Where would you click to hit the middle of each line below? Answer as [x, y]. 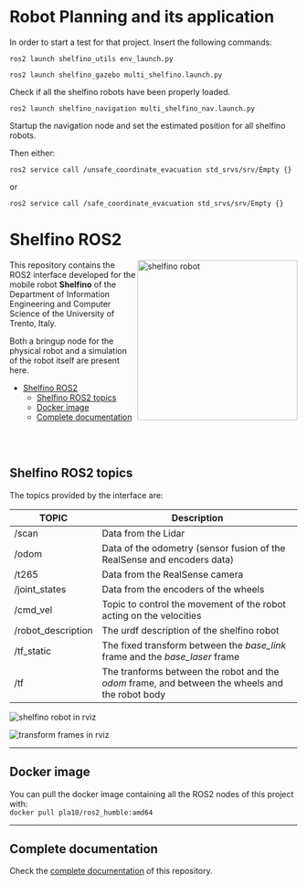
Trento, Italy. [33, 323]
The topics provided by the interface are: [86, 495]
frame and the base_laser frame [171, 656]
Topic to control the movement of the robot [194, 603]
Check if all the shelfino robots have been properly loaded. [120, 91]
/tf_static [33, 651]
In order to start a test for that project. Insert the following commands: [141, 42]
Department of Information [60, 293]
